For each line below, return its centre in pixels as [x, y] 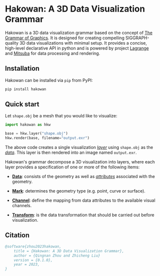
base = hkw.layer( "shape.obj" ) [36, 134]
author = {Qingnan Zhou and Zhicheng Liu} [57, 256]
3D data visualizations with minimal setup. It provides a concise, [83, 43]
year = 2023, [27, 265]
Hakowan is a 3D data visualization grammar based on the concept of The [79, 32]
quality [12, 43]
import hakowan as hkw [28, 125]
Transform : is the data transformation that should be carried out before [83, 215]
